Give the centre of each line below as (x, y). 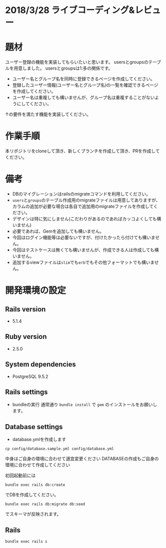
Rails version (26, 309)
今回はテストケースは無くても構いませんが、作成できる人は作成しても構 (85, 250)
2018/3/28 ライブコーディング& (70, 10)
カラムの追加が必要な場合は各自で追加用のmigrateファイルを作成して (83, 206)
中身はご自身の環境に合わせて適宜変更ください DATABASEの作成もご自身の (82, 459)
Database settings (34, 427)
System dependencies (40, 365)
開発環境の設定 (36, 290)
